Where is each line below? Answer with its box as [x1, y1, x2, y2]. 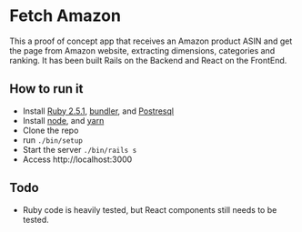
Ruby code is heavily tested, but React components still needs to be [22, 204, 277, 215]
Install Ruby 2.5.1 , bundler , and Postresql [22, 106, 175, 116]
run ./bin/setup [22, 134, 84, 146]
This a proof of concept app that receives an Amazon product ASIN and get [9, 35, 293, 46]
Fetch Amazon [9, 5, 121, 26]
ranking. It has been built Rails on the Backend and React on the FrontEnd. [9, 55, 287, 66]
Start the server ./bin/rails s [22, 144, 137, 155]
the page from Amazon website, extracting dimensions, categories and [9, 45, 276, 55]
